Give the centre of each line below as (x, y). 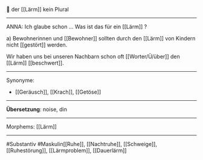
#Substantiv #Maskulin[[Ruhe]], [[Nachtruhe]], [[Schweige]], (82, 144)
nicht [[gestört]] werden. (37, 45)
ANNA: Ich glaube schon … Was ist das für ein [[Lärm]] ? (77, 27)
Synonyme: (20, 80)
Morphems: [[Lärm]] (32, 126)
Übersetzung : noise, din (37, 109)
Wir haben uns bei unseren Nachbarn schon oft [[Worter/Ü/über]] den (93, 56)
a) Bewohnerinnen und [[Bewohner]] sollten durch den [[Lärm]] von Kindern (101, 38)
